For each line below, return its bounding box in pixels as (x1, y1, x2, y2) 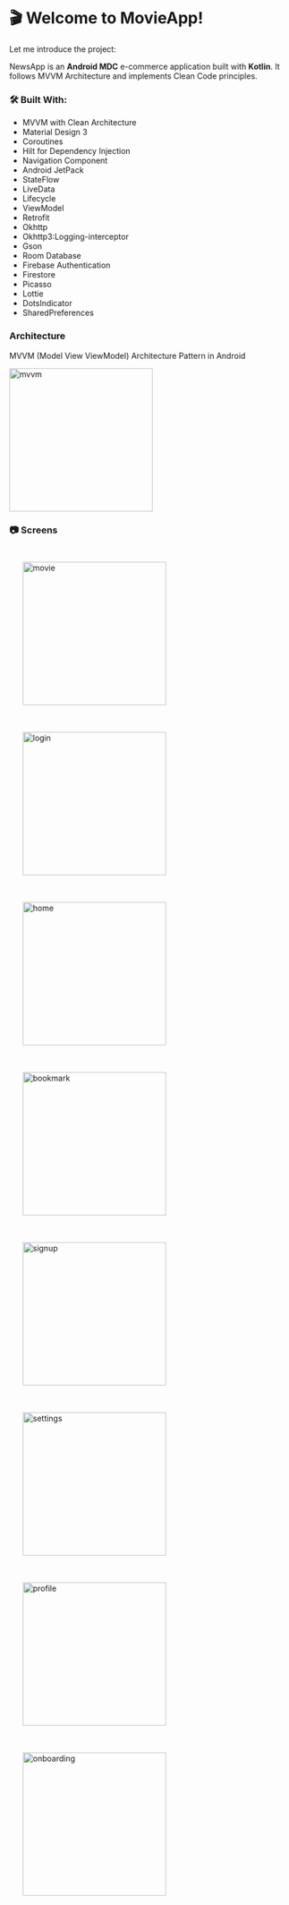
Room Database (21, 251, 82, 261)
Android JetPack (21, 165, 84, 175)
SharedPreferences (21, 307, 94, 319)
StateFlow (21, 175, 60, 185)
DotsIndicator (21, 298, 73, 309)
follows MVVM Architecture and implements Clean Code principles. (9, 70, 258, 81)
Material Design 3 (21, 127, 88, 138)
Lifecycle (21, 193, 56, 204)
